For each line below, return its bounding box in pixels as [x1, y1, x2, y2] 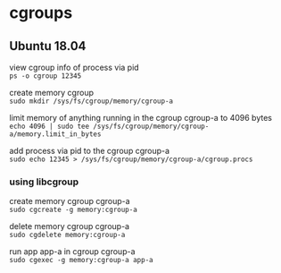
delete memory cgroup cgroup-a [9, 221, 130, 232]
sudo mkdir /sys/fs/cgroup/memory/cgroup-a [9, 97, 174, 106]
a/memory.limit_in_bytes [9, 130, 102, 139]
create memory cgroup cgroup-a [9, 196, 131, 207]
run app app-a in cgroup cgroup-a [9, 246, 136, 257]
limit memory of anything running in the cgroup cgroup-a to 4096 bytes [9, 113, 272, 123]
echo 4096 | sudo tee [9, 122, 90, 131]
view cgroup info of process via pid [9, 62, 140, 73]
